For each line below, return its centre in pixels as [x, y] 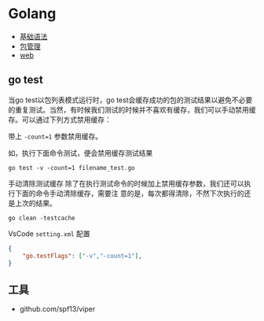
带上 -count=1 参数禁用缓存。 [55, 136]
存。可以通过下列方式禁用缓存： [60, 120]
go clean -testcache [42, 218]
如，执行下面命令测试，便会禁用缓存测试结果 [81, 153]
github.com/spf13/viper [57, 309]
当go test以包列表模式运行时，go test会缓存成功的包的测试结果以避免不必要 [130, 100]
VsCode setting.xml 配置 [49, 234]
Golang [32, 14]
